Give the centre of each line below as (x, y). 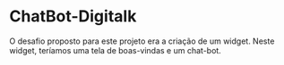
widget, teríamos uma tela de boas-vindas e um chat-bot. (115, 50)
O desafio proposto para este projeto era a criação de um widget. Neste (142, 41)
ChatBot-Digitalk (73, 16)
